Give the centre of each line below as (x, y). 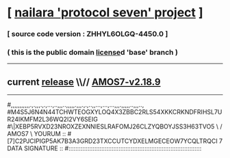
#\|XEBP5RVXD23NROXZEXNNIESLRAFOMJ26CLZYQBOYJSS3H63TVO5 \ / (115, 127)
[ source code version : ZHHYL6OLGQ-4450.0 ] (88, 34)
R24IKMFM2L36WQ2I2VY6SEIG (52, 119)
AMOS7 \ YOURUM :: (37, 134)
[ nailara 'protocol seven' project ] (105, 13)
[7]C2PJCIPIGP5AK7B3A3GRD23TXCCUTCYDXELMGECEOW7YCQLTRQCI (112, 141)
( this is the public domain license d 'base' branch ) (92, 53)
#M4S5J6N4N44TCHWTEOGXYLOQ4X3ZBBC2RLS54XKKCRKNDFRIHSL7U (115, 112)
